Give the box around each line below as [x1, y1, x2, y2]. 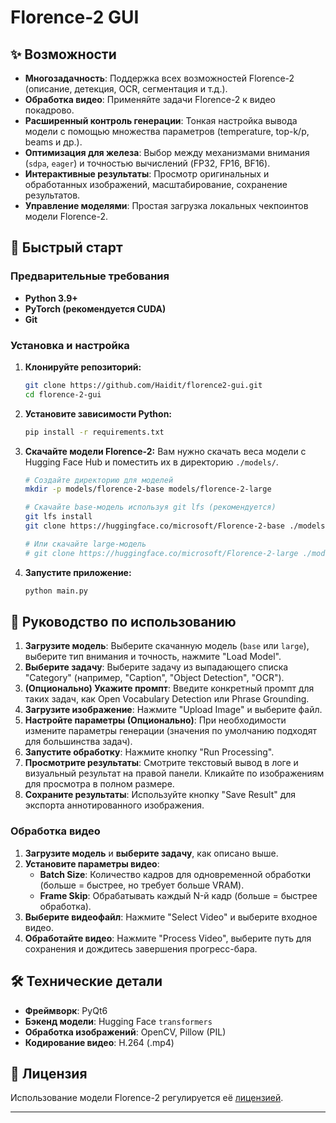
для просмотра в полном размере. [24, 778, 175, 790]
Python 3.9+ [24, 292, 78, 304]
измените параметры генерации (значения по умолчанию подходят [24, 725, 317, 737]
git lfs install [24, 512, 93, 522]
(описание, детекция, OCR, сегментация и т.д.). [24, 83, 228, 95]
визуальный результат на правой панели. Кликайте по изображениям [24, 767, 325, 780]
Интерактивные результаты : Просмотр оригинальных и [24, 168, 270, 180]
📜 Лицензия [10, 1065, 88, 1082]
